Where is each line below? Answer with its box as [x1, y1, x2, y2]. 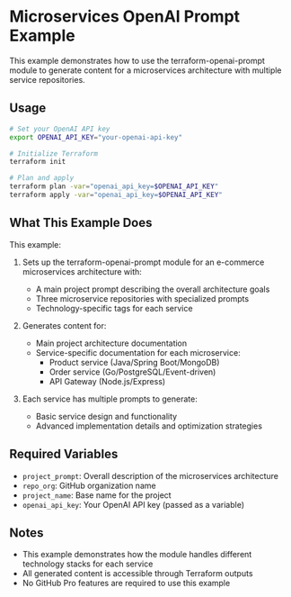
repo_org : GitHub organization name [22, 480, 156, 491]
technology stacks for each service [22, 558, 154, 569]
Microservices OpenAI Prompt [9, 6, 241, 27]
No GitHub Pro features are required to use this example [22, 578, 231, 589]
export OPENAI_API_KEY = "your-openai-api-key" [9, 132, 182, 141]
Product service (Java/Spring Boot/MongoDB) [48, 357, 220, 367]
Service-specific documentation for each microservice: [35, 347, 241, 357]
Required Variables [9, 447, 119, 462]
